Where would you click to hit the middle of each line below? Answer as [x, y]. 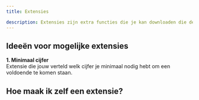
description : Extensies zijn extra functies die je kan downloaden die [96, 22]
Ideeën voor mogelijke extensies [67, 46]
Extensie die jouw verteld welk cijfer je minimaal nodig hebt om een [88, 66]
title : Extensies [28, 11]
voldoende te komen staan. [39, 73]
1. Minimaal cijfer [28, 60]
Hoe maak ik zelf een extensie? [65, 91]
